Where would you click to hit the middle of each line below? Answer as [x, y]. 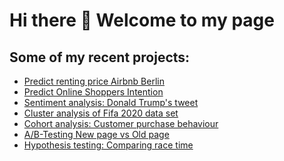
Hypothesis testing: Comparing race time [108, 145]
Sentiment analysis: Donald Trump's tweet [111, 102]
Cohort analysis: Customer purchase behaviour [121, 123]
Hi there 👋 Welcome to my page [142, 20]
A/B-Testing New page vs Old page [96, 134]
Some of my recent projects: [100, 57]
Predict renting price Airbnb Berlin [94, 81]
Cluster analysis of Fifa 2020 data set [101, 113]
